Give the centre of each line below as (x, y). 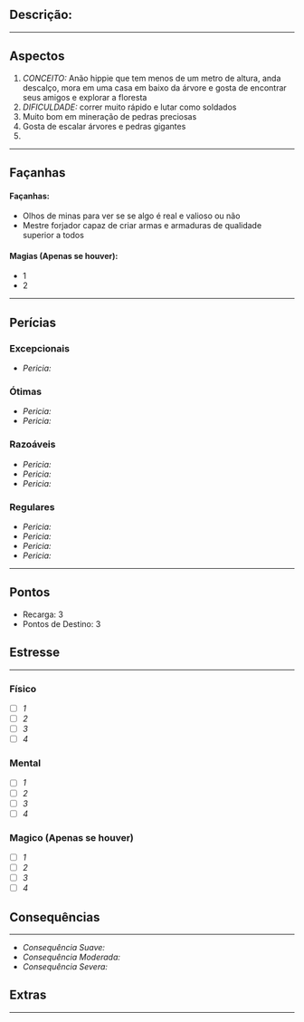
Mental (25, 763)
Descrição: (41, 15)
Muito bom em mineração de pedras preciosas (109, 116)
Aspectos (37, 57)
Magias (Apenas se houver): (64, 255)
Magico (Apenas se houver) (71, 837)
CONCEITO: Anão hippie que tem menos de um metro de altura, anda (152, 78)
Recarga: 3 (43, 614)
